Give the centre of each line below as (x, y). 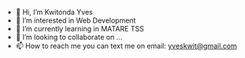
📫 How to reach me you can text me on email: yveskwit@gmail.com (126, 46)
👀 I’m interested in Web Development (76, 20)
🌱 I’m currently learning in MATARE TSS (80, 29)
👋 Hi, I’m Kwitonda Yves (54, 12)
